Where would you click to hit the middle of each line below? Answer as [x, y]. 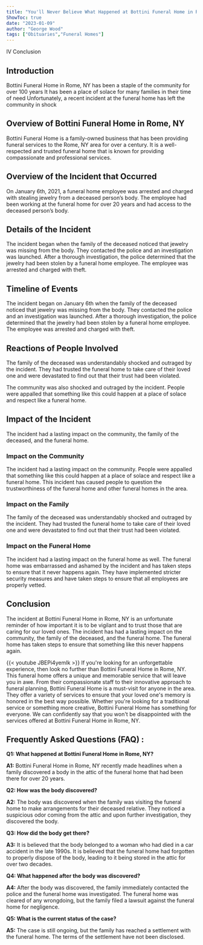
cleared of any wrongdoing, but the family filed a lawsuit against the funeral [100, 901]
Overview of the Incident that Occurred [82, 177]
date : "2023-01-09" [31, 23]
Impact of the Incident [49, 419]
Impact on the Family [38, 505]
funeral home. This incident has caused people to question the [84, 482]
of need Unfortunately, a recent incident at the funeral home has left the [96, 98]
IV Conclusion [24, 51]
